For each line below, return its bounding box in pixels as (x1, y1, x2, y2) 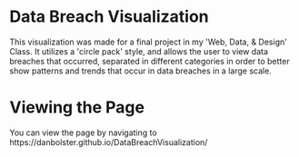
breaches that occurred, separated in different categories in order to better (9, 55, 290, 66)
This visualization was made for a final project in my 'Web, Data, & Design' (9, 36, 288, 47)
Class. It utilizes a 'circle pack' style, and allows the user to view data (9, 45, 269, 56)
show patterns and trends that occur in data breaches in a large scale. (9, 65, 273, 76)
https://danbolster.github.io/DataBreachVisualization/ (9, 136, 208, 147)
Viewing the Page (9, 97, 145, 118)
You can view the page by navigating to (9, 127, 157, 138)
